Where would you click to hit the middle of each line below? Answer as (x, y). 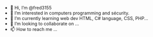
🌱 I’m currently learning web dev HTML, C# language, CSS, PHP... (79, 18)
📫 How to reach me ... (34, 29)
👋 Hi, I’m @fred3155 (31, 8)
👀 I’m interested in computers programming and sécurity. (70, 13)
